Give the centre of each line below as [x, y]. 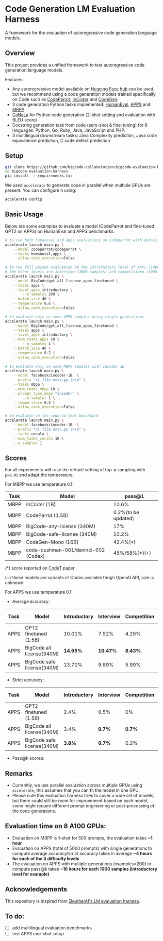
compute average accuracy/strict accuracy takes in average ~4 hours [82, 853]
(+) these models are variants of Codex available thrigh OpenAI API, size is [80, 578]
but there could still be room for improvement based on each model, [80, 801]
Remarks [19, 773]
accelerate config [24, 199]
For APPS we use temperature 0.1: [39, 592]
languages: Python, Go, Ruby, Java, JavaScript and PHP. [69, 130]
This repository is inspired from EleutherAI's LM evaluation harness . [73, 901]
